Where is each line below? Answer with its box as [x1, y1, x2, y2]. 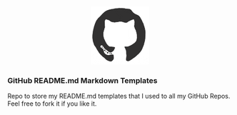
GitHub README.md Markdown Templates [7, 75, 158, 85]
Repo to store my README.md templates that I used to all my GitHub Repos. [7, 92, 231, 101]
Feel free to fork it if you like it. [7, 99, 97, 108]
